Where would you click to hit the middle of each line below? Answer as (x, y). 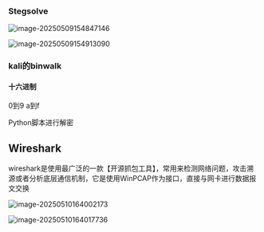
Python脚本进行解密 (41, 123)
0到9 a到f (24, 106)
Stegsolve (28, 11)
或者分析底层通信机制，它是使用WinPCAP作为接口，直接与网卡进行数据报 (136, 179)
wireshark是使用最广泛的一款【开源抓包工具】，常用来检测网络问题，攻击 (128, 168)
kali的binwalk (35, 66)
